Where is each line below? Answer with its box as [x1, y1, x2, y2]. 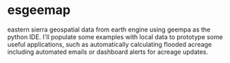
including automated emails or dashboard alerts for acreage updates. [7, 48, 209, 56]
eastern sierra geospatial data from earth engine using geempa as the [7, 25, 211, 34]
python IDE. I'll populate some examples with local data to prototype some [7, 32, 224, 41]
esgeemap [7, 2, 71, 18]
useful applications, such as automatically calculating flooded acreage [7, 40, 212, 48]
